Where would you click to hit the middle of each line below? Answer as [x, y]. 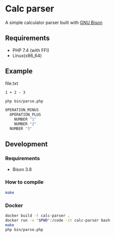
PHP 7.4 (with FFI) [31, 50]
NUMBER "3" [21, 128]
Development [27, 144]
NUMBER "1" [25, 119]
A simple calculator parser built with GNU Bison [54, 22]
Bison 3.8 [22, 169]
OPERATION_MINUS [22, 110]
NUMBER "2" [25, 124]
